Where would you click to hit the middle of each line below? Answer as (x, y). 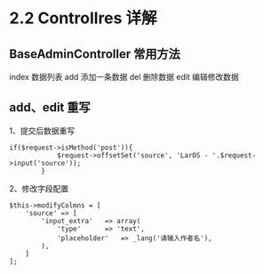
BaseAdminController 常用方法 (95, 54)
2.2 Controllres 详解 (83, 18)
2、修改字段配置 (39, 189)
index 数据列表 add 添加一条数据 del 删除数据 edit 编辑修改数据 (124, 77)
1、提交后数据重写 (42, 131)
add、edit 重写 (50, 108)
